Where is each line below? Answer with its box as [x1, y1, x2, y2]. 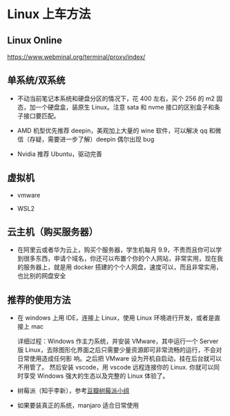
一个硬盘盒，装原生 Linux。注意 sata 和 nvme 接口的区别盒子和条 [35, 103, 221, 111]
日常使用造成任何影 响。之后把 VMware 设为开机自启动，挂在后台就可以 [17, 354, 222, 363]
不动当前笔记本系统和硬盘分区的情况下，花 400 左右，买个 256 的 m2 [17, 94, 215, 103]
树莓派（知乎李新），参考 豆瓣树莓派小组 [17, 386, 130, 395]
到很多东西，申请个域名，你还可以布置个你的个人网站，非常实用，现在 [17, 254, 218, 263]
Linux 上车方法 [7, 6, 91, 22]
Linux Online [7, 34, 63, 46]
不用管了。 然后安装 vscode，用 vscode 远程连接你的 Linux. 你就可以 [17, 363, 214, 372]
